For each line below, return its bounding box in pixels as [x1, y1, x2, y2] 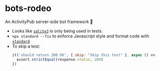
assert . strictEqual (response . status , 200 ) [16, 57, 103, 62]
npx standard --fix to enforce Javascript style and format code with [12, 33, 150, 39]
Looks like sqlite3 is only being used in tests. [12, 28, 103, 34]
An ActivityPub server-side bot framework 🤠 [5, 19, 93, 24]
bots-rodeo [5, 3, 52, 14]
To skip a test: [12, 43, 40, 49]
